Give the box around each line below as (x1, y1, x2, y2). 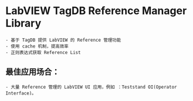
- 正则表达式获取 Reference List (5, 49, 81, 55)
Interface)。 (5, 90, 36, 96)
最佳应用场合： (5, 67, 60, 77)
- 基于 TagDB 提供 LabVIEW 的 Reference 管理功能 (5, 37, 121, 43)
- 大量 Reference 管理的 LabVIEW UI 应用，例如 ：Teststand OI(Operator (5, 84, 177, 90)
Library (5, 16, 42, 30)
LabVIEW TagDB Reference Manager (5, 4, 187, 18)
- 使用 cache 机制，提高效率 (5, 43, 69, 49)
